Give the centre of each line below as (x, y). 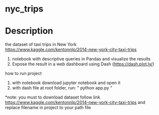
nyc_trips (24, 9)
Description (29, 31)
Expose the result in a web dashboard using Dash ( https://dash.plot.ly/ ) (83, 64)
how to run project (24, 73)
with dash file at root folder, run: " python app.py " (62, 88)
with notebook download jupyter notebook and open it (66, 83)
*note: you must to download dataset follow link (53, 97)
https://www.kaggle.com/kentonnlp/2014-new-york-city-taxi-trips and (75, 102)
